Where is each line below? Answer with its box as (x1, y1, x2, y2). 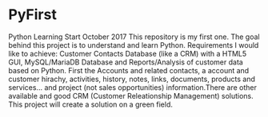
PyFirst (8, 6, 58, 24)
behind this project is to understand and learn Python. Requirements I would (8, 40, 259, 49)
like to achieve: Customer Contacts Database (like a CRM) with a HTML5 (8, 49, 247, 58)
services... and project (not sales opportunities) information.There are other (8, 82, 258, 92)
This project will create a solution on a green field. (8, 99, 174, 109)
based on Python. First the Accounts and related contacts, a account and (8, 65, 250, 75)
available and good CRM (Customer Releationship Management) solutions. (8, 91, 254, 100)
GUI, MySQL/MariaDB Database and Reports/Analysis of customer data (8, 57, 244, 67)
